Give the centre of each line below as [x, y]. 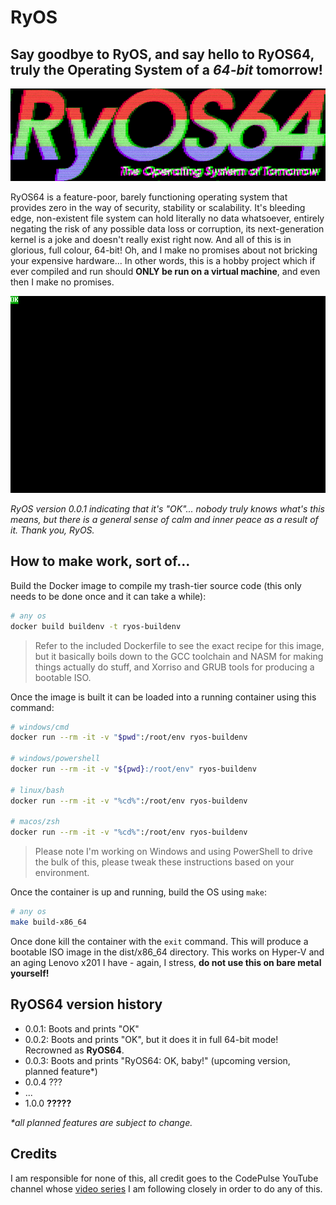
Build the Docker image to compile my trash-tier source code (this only [156, 585]
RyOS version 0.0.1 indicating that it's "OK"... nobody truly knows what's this [167, 509]
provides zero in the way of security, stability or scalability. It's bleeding [158, 208]
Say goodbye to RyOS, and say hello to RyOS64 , [162, 54]
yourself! [30, 973]
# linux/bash [37, 790]
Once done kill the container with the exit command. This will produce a [159, 941]
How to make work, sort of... [100, 561]
